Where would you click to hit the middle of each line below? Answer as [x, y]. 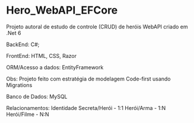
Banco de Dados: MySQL [37, 96]
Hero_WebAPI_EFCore [62, 10]
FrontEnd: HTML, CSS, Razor [42, 56]
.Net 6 [14, 33]
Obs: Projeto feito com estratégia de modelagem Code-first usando [88, 79]
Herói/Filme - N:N [28, 114]
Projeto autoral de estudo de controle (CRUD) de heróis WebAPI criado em [97, 27]
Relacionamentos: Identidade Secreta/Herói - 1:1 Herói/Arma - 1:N [86, 108]
